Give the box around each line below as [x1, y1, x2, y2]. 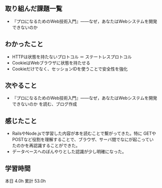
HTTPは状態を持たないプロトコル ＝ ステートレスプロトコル [12, 54, 132, 60]
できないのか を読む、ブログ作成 [12, 101, 77, 107]
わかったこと [5, 40, 44, 48]
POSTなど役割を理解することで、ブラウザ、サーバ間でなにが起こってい [12, 137, 154, 142]
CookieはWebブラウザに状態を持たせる [12, 60, 90, 65]
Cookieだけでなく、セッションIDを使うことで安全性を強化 [12, 66, 128, 72]
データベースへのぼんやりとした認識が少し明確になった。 [12, 149, 127, 155]
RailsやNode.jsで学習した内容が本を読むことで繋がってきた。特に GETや [12, 130, 156, 137]
